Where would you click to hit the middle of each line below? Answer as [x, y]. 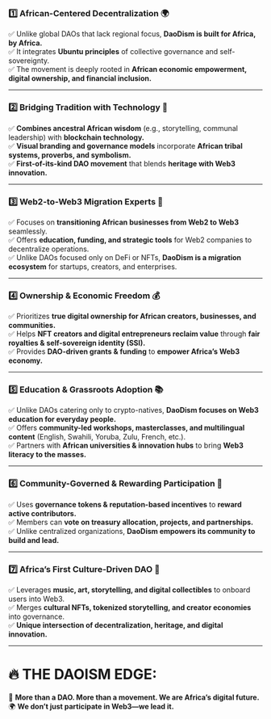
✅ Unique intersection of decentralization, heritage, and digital [116, 625]
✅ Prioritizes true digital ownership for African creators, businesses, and [132, 316]
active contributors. [42, 513]
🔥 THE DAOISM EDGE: [83, 675]
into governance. [36, 616]
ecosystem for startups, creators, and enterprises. [93, 267]
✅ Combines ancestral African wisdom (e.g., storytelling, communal [123, 128]
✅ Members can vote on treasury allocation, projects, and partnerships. [131, 522]
